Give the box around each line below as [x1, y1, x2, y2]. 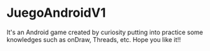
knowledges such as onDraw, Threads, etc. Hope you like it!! [6, 35, 181, 43]
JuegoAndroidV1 [6, 5, 106, 21]
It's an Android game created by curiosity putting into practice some [6, 28, 204, 36]
